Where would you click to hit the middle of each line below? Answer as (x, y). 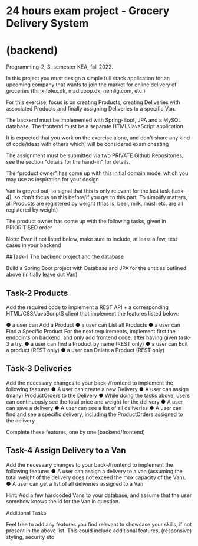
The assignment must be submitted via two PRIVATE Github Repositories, (95, 155)
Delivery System (47, 23)
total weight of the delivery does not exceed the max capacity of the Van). (96, 477)
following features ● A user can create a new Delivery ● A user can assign (98, 389)
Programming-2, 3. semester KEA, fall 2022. (60, 67)
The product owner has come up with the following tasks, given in (86, 221)
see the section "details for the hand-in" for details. (68, 162)
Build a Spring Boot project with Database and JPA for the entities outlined (96, 268)
